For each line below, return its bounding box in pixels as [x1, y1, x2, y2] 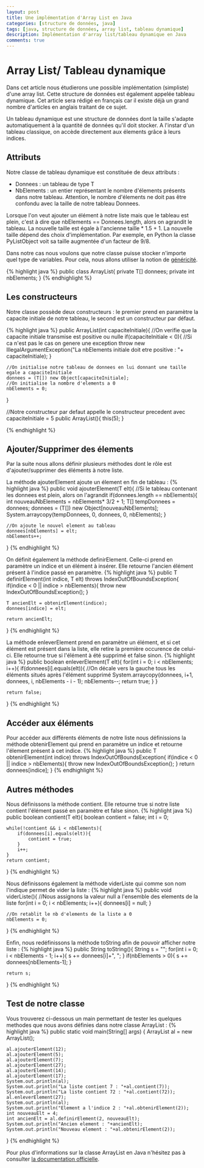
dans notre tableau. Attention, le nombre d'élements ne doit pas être [15, 193, 187, 200]
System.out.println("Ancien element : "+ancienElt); [6, 1121, 143, 1127]
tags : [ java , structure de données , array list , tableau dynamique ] [6, 26, 184, 32]
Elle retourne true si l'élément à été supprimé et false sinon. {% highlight [13, 651, 195, 659]
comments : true [6, 37, 45, 43]
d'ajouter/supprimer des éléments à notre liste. [6, 466, 124, 474]
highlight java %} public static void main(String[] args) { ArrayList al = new [6, 1028, 193, 1035]
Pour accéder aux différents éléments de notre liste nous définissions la [6, 734, 186, 742]
